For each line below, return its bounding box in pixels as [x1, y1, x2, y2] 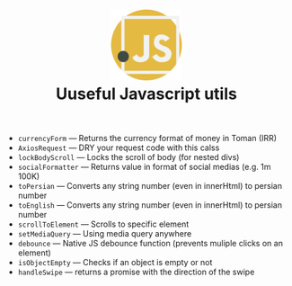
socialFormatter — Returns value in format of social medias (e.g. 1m [17, 161, 271, 172]
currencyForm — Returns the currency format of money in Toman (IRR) [17, 132, 277, 143]
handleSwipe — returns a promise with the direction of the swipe [17, 266, 255, 277]
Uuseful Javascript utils [55, 84, 238, 104]
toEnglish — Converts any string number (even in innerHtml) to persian [17, 199, 283, 210]
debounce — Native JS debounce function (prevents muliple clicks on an [17, 237, 283, 248]
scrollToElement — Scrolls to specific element [17, 219, 190, 229]
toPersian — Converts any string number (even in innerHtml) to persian [17, 180, 283, 191]
